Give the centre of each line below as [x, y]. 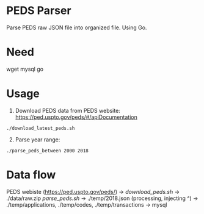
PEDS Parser [39, 11]
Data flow [31, 175]
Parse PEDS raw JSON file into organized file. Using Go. [77, 27]
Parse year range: [38, 139]
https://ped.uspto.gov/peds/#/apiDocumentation [76, 117]
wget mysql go [25, 69]
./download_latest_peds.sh [41, 128]
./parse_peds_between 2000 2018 [47, 151]
